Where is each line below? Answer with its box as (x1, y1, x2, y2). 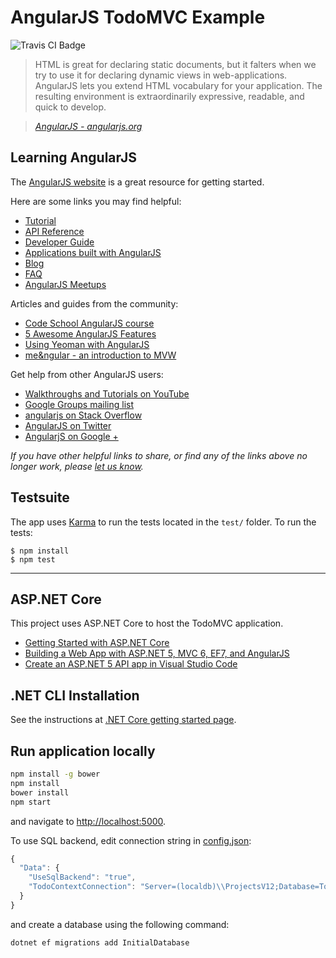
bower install (10, 787, 70, 798)
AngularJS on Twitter (24, 419, 112, 431)
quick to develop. (34, 101, 107, 113)
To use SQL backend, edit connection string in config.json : (10, 834, 252, 846)
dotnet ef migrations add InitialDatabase (10, 937, 190, 948)
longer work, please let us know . (10, 460, 144, 472)
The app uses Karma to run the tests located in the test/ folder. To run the (10, 516, 317, 528)
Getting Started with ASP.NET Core (24, 637, 170, 649)
